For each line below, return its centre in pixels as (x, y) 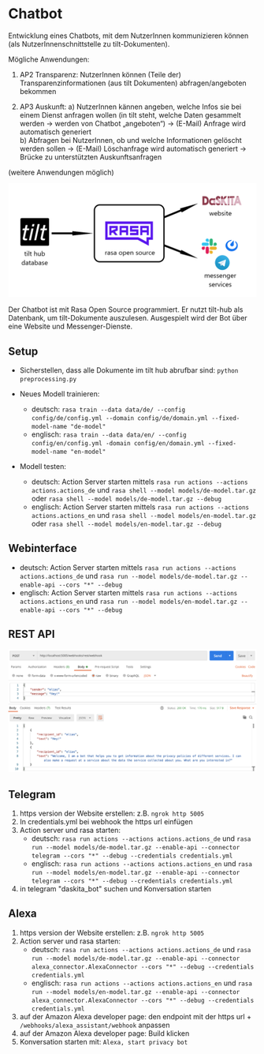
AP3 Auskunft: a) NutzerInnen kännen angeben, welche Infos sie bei (130, 107)
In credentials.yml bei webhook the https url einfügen (106, 822)
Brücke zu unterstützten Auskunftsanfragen (91, 157)
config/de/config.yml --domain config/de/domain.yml (120, 418)
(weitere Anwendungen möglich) (61, 172)
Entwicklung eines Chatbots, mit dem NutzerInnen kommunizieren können (128, 36)
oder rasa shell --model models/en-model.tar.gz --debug (126, 524)
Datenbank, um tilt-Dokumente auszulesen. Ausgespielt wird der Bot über (128, 318)
